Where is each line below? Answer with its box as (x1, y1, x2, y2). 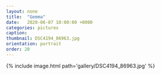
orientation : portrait (6, 41, 61, 47)
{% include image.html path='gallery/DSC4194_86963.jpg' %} (6, 62, 155, 69)
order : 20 (6, 47, 30, 52)
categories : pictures (6, 24, 59, 31)
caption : (6, 30, 28, 36)
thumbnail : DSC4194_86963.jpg (6, 35, 80, 41)
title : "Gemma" (6, 14, 46, 20)
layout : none (6, 8, 38, 15)
